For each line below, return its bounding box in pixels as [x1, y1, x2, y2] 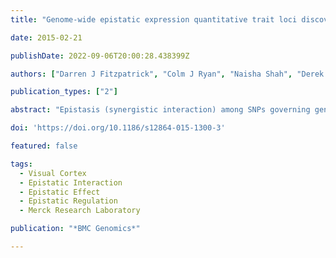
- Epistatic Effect [19, 187, 101, 197]
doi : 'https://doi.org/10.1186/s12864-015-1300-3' [10, 123, 226, 133]
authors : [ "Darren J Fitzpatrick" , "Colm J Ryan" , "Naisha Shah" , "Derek [10, 69, 325, 79]
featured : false [10, 141, 78, 151]
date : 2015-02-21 [10, 32, 83, 43]
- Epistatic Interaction [19, 177, 123, 188]
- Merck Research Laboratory [19, 206, 141, 216]
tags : [10, 159, 33, 169]
